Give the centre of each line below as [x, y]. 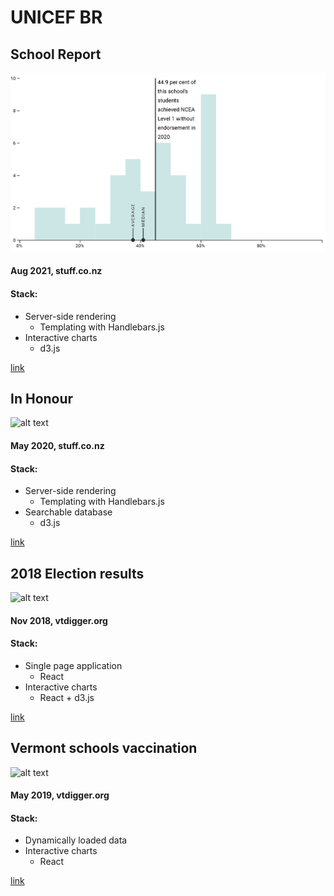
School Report [56, 54]
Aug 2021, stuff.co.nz [56, 271]
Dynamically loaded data [76, 840]
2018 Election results [77, 573]
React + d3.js [67, 697]
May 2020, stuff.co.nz [57, 445]
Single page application [73, 665]
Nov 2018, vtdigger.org [59, 620]
